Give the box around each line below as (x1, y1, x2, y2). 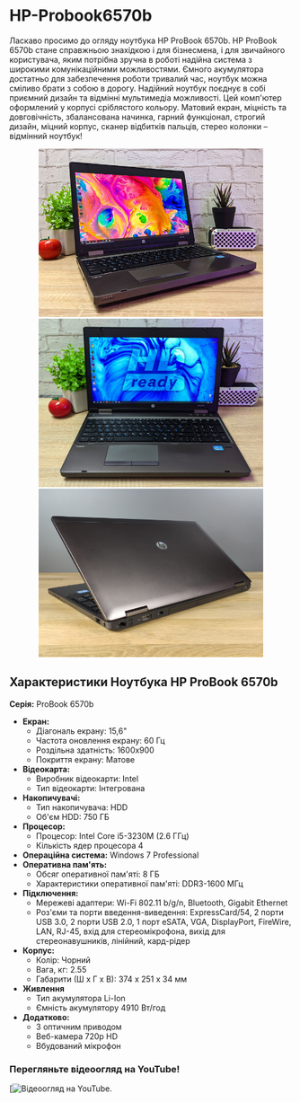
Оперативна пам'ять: (22, 859, 108, 869)
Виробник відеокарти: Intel (35, 773, 139, 784)
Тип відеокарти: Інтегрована (35, 782, 146, 793)
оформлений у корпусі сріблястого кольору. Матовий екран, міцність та (9, 101, 287, 112)
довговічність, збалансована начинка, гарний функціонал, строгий (9, 111, 266, 122)
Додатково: (22, 1011, 70, 1022)
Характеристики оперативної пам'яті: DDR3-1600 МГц (35, 877, 244, 889)
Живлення (22, 983, 65, 993)
